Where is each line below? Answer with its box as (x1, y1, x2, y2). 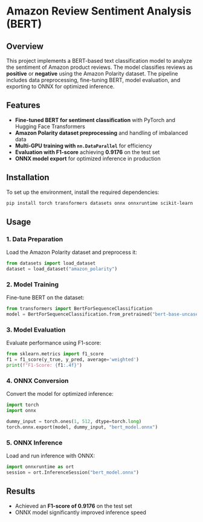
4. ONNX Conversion (6, 376, 69, 385)
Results (6, 486, 36, 497)
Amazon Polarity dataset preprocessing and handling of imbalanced (14, 129, 188, 137)
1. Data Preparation (6, 234, 63, 243)
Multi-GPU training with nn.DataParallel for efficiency (14, 142, 152, 149)
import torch (6, 402, 39, 408)
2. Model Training (6, 280, 59, 288)
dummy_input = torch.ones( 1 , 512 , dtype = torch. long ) (6, 418, 142, 424)
